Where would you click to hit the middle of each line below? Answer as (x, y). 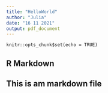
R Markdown (30, 63)
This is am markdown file (54, 84)
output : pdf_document (33, 28)
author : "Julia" (26, 17)
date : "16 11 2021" (31, 23)
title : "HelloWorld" (32, 12)
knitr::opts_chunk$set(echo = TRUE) (52, 45)
